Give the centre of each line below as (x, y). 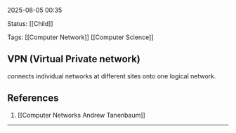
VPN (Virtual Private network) (74, 59)
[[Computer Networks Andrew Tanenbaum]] (81, 115)
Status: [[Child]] (30, 23)
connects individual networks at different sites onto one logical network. (112, 76)
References (33, 98)
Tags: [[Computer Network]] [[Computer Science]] (80, 37)
